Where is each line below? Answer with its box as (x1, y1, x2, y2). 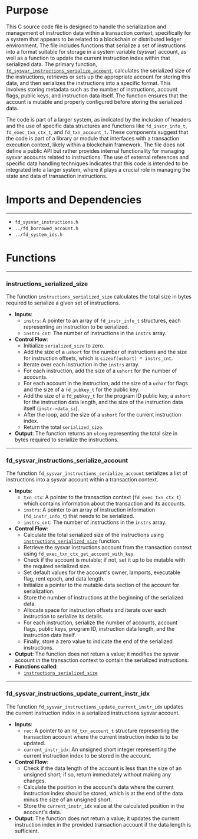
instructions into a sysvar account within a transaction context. (6, 476, 159, 483)
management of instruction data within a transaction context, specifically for (6, 29, 192, 36)
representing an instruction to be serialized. (23, 323, 130, 330)
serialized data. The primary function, (6, 60, 97, 68)
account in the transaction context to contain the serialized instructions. (14, 657, 189, 664)
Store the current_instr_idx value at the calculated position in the (23, 802, 184, 809)
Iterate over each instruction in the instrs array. (23, 361, 140, 368)
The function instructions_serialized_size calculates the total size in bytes (6, 293, 192, 300)
